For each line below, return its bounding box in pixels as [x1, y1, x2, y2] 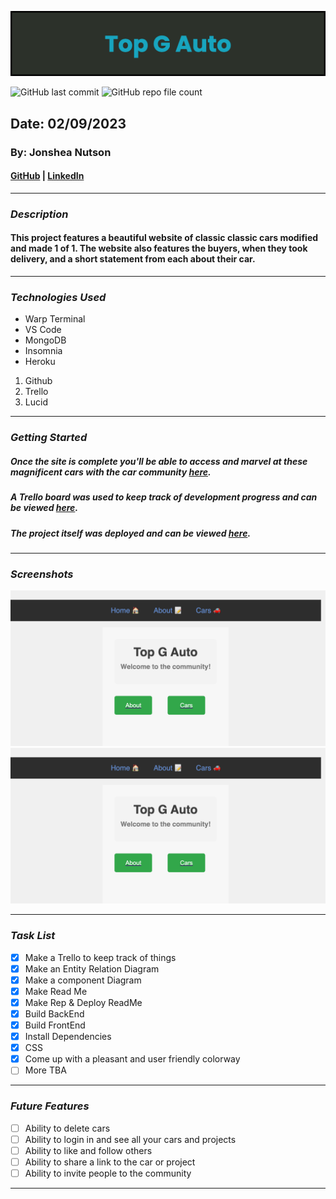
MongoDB [24, 334, 67, 346]
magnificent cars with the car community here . [10, 466, 212, 478]
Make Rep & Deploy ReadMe [24, 996, 143, 1008]
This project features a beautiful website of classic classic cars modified [10, 232, 319, 244]
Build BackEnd [24, 1007, 85, 1020]
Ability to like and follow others [24, 1144, 153, 1156]
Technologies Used [10, 290, 107, 304]
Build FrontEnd [24, 1019, 86, 1031]
